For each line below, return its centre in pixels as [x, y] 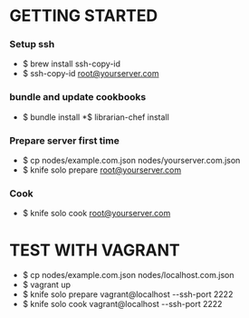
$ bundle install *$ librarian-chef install [96, 117]
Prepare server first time [64, 140]
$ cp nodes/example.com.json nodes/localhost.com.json [128, 275]
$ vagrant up [46, 285]
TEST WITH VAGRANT [95, 250]
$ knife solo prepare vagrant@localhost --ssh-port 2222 [128, 294]
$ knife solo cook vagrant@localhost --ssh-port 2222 [122, 304]
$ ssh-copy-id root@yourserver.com [91, 74]
